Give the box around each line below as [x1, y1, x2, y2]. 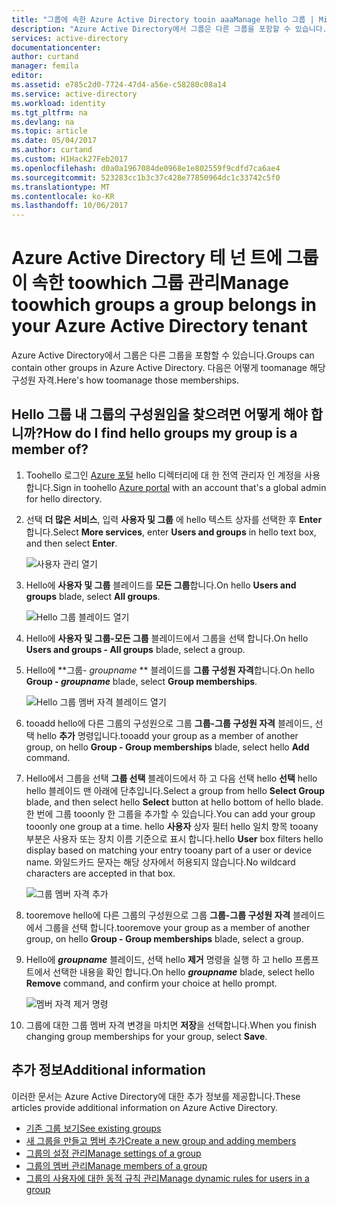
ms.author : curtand [11, 145, 93, 155]
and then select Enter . [25, 537, 118, 549]
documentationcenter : [11, 42, 102, 53]
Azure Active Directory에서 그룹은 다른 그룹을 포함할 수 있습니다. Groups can [11, 349, 315, 361]
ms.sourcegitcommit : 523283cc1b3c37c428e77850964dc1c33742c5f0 [11, 172, 281, 183]
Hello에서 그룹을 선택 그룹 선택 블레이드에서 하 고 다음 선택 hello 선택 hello [25, 772, 318, 784]
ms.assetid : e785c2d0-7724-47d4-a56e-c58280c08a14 [11, 80, 227, 90]
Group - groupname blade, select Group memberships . [25, 675, 258, 687]
